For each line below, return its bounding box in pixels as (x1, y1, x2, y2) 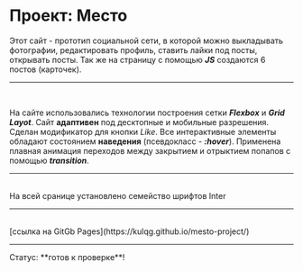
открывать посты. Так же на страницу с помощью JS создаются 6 (9, 54, 266, 65)
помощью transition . (9, 155, 90, 166)
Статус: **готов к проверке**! (9, 251, 125, 262)
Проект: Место (9, 5, 128, 26)
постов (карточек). (9, 64, 82, 75)
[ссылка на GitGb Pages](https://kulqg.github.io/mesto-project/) (9, 226, 250, 237)
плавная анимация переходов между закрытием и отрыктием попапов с (9, 145, 291, 156)
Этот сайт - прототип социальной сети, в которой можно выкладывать (9, 35, 284, 46)
